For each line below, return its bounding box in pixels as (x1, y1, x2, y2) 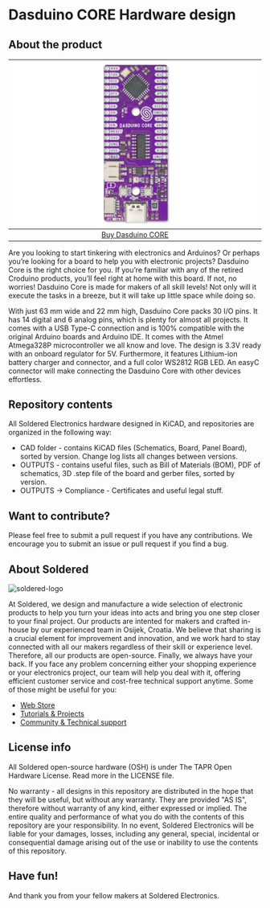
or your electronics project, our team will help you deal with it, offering (8, 668, 241, 677)
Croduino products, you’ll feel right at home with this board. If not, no (8, 273, 237, 283)
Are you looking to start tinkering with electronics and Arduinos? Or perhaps (8, 248, 260, 257)
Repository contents (8, 397, 113, 411)
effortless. (8, 374, 43, 384)
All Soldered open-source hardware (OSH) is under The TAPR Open (8, 762, 232, 771)
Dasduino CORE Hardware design (8, 6, 236, 24)
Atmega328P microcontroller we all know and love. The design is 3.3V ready (8, 340, 262, 350)
